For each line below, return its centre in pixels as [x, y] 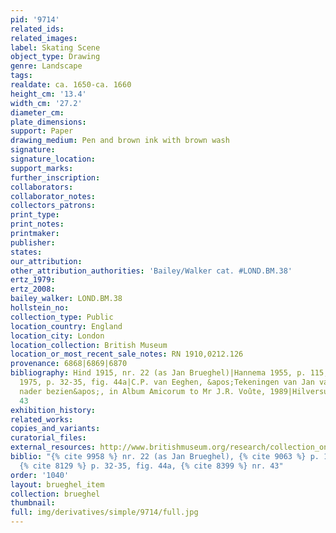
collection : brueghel [55, 494]
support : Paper [42, 131]
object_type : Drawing [55, 57]
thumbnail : [33, 503]
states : [26, 252]
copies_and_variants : [55, 429]
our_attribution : [46, 261]
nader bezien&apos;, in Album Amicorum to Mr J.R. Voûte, [143, 391]
